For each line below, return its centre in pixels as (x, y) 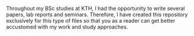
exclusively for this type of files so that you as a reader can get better (91, 21)
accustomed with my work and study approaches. (67, 27)
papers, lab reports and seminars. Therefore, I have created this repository (97, 15)
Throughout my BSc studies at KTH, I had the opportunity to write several (96, 8)
